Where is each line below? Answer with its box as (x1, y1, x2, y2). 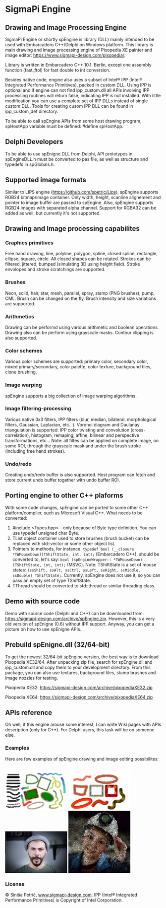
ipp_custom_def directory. (5, 108, 58, 114)
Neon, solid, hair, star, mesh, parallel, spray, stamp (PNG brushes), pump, (5, 290, 155, 296)
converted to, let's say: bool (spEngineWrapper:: (12, 556, 111, 562)
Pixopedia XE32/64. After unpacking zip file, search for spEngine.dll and (5, 659, 153, 665)
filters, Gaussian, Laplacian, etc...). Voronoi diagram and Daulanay (5, 421, 140, 427)
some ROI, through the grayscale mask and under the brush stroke (5, 443, 141, 449)
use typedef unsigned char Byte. (12, 530, 79, 536)
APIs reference (5, 708, 53, 717)
